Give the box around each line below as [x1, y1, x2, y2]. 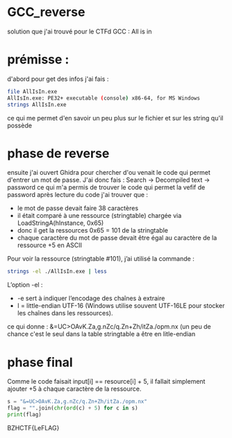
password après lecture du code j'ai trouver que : [7, 191, 148, 199]
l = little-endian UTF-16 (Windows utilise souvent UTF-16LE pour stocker [17, 302, 225, 310]
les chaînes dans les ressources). [17, 309, 113, 318]
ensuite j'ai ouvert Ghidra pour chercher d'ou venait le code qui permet [7, 169, 210, 177]
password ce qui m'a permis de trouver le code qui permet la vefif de [7, 183, 206, 191]
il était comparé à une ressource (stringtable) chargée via [17, 212, 182, 220]
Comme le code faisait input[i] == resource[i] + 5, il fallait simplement [7, 377, 206, 386]
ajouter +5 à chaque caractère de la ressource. [7, 384, 142, 393]
